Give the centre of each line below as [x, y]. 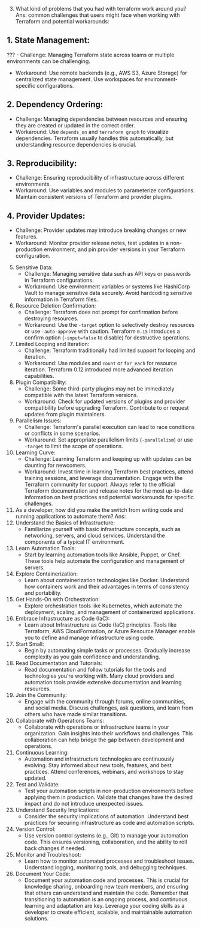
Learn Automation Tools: [46, 549]
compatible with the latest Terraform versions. [81, 395]
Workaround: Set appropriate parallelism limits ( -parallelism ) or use [109, 440]
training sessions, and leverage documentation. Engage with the [103, 478]
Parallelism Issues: [38, 421]
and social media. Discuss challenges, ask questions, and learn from [109, 708]
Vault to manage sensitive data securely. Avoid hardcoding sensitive [108, 293]
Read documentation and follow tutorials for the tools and [95, 670]
